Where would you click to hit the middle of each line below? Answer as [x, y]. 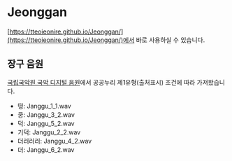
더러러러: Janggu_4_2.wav [55, 141]
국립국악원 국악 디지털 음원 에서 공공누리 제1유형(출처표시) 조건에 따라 [101, 82]
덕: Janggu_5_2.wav [46, 123]
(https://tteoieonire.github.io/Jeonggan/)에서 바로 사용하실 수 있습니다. [106, 40]
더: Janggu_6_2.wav [46, 149]
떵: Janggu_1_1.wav [44, 106]
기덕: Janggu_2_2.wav [49, 132]
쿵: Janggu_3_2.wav [46, 114]
